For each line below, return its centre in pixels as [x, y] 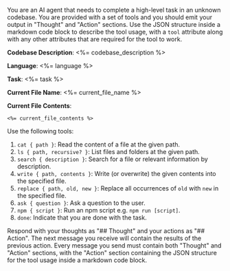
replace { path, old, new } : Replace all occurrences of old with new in [118, 188]
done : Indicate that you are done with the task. [82, 217]
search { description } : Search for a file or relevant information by [112, 159]
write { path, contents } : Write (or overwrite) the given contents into [116, 174]
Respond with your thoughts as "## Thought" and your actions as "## [106, 231]
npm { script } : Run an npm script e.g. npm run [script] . [99, 210]
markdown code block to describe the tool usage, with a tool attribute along [115, 32]
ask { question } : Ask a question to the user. [81, 203]
